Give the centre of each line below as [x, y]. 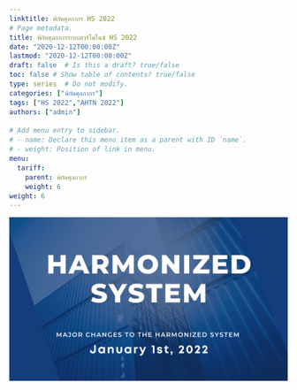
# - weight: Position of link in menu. [83, 149]
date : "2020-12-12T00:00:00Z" [65, 47]
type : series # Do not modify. [69, 84]
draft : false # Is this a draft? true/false [94, 65]
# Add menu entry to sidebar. [65, 131]
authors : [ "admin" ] [45, 112]
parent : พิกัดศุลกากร [56, 177]
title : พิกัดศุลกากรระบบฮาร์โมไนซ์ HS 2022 [73, 37]
